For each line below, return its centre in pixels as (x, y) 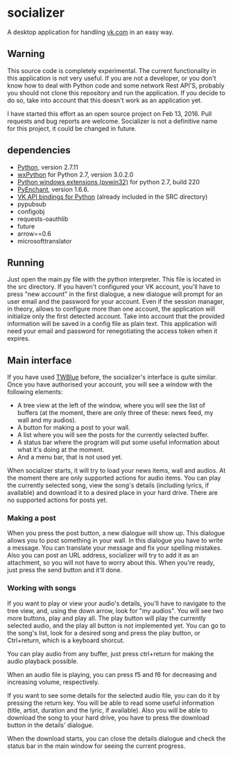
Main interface (40, 360)
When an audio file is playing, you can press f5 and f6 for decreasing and (112, 674)
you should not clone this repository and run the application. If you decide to (116, 92)
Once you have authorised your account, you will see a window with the (110, 384)
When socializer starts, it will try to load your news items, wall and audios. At (116, 471)
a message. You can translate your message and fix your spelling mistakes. (115, 548)
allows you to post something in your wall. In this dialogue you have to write (115, 541)
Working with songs (42, 588)
